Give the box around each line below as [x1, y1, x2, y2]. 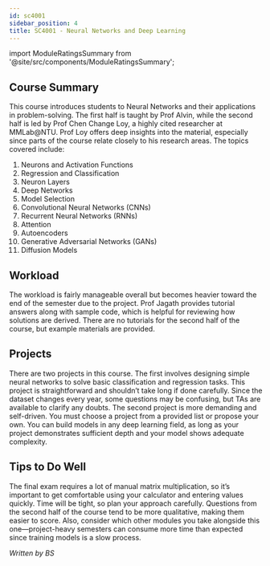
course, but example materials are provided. [9, 324, 155, 333]
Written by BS [9, 548, 55, 558]
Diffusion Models [20, 246, 78, 255]
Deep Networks [20, 185, 73, 195]
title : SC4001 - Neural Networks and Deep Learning [9, 26, 186, 35]
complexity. [9, 437, 47, 446]
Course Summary [9, 80, 100, 94]
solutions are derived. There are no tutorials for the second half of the [9, 316, 240, 325]
